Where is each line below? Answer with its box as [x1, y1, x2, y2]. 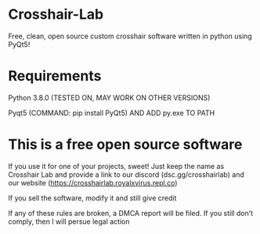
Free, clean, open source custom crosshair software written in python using [8, 31, 252, 41]
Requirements [8, 67, 102, 85]
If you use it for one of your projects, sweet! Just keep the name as [8, 161, 225, 171]
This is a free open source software [8, 135, 243, 153]
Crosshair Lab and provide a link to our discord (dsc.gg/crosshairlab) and [8, 170, 244, 179]
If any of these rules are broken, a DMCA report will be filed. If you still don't [8, 208, 254, 218]
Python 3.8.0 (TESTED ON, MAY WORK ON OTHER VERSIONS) [8, 92, 211, 103]
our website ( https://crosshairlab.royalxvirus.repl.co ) [8, 178, 178, 187]
